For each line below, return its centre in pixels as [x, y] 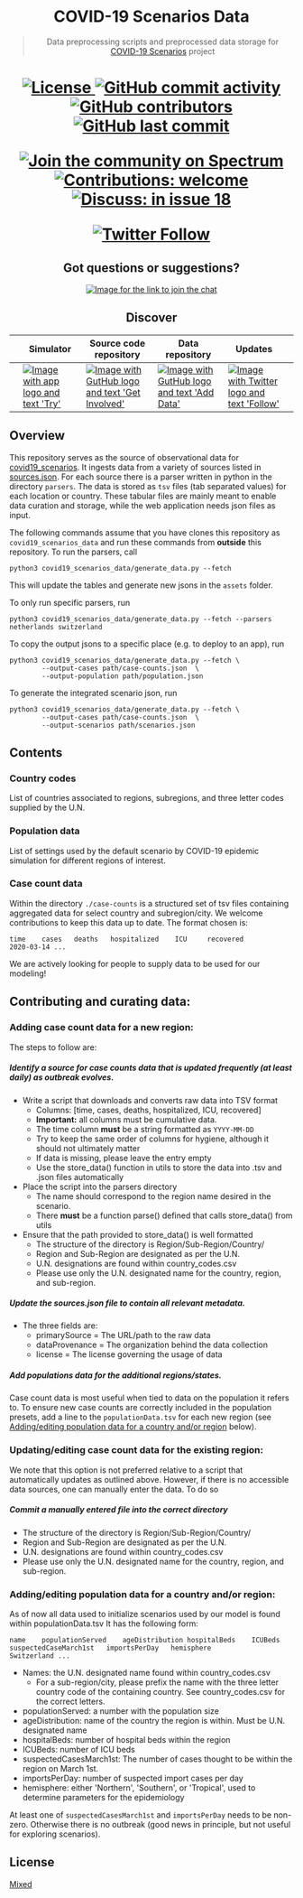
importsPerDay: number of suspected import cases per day [133, 1778]
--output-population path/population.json [123, 676]
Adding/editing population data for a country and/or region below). [133, 1427]
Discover [151, 318]
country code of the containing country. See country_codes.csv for [161, 1692]
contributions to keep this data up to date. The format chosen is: [129, 922]
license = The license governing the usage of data [129, 1354]
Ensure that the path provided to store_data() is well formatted [138, 1234]
